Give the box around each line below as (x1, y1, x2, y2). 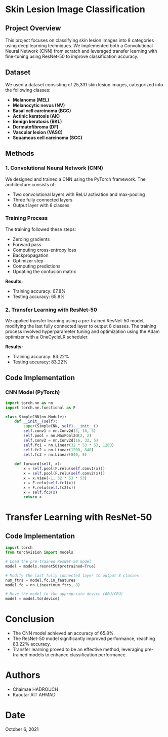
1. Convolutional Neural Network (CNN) (5, 164, 104, 172)
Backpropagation (12, 252, 49, 258)
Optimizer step (12, 257, 44, 263)
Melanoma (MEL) (12, 96, 50, 103)
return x (23, 494, 42, 499)
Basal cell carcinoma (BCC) (12, 108, 71, 114)
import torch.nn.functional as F (5, 405, 76, 410)
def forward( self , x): (14, 461, 62, 466)
